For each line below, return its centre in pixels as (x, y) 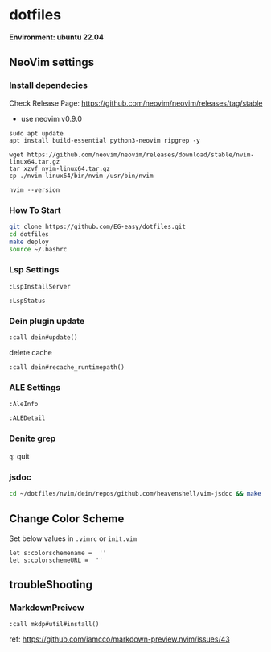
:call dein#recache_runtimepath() (67, 368)
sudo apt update (36, 133)
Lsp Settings (34, 270)
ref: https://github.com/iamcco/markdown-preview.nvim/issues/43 (119, 639)
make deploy (29, 242)
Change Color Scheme (67, 519)
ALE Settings (35, 387)
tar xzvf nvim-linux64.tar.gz (60, 168)
